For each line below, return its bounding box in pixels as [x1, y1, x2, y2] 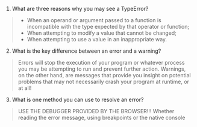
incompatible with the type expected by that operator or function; [27, 23, 190, 30]
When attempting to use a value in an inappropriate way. [27, 36, 167, 43]
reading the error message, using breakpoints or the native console [17, 114, 186, 121]
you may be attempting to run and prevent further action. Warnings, [17, 65, 186, 72]
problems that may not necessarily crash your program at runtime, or [17, 78, 190, 85]
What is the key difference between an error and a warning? [11, 47, 161, 55]
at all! [17, 84, 32, 92]
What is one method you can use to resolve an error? [11, 96, 144, 103]
